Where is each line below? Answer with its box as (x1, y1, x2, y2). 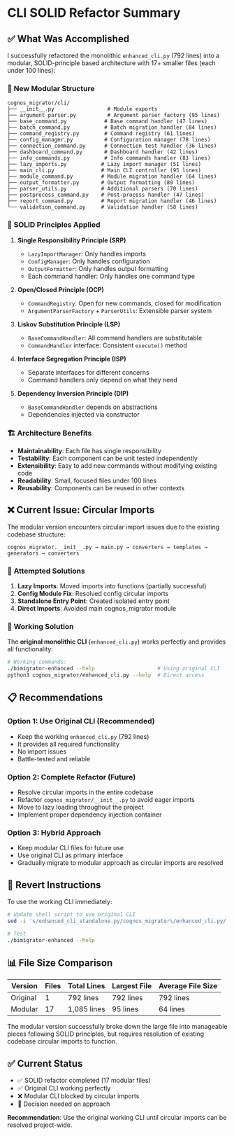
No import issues (17, 747, 67, 756)
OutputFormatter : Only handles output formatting (27, 264, 168, 272)
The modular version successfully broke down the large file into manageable (7, 1023, 228, 1031)
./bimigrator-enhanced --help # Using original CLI (7, 665, 220, 672)
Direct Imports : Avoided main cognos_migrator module (17, 604, 177, 612)
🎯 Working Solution (7, 621, 75, 631)
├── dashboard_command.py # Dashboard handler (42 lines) (7, 148, 198, 155)
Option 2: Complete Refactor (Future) (7, 772, 136, 782)
